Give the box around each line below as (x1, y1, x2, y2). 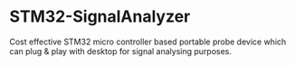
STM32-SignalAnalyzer (9, 6, 191, 27)
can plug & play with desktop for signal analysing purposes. (9, 45, 233, 56)
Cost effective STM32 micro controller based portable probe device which (9, 36, 287, 47)
